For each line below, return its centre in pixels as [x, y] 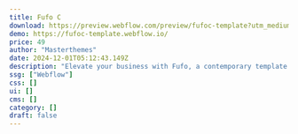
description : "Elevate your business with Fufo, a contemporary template [149, 67]
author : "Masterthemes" [53, 50]
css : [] [24, 83]
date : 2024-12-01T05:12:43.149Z [69, 58]
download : [27, 26]
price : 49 [27, 42]
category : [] [33, 108]
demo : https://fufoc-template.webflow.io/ [89, 33]
